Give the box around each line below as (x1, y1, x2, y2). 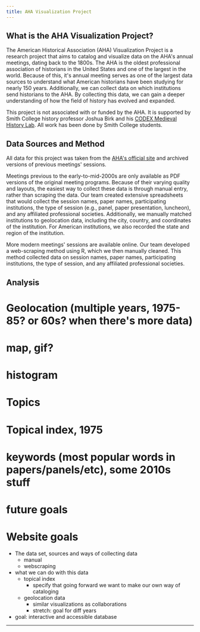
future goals (6, 503, 68, 516)
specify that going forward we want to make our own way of (32, 581, 180, 588)
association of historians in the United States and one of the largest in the (6, 66, 186, 73)
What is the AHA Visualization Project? (6, 31, 154, 41)
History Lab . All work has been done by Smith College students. (6, 122, 162, 129)
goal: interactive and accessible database (14, 613, 117, 620)
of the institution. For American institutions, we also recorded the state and (6, 223, 189, 230)
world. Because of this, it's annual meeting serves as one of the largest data (6, 72, 193, 79)
